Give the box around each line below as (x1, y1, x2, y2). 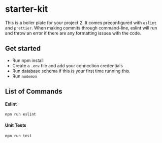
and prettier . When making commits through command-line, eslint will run (5, 25, 158, 30)
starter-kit (5, 3, 48, 15)
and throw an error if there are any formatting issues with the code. (5, 30, 141, 36)
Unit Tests (5, 122, 27, 128)
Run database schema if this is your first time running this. (12, 68, 130, 74)
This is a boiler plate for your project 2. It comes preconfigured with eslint (5, 20, 157, 26)
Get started (5, 44, 41, 53)
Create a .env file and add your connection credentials (12, 62, 123, 68)
